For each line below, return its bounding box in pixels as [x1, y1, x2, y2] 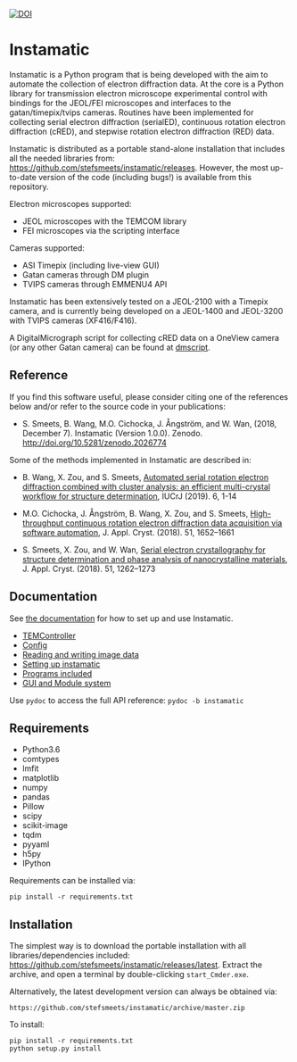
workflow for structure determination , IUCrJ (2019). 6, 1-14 [21, 491, 237, 502]
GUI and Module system [21, 677, 111, 688]
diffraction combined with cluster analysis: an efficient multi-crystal [21, 481, 270, 492]
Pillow [21, 801, 45, 812]
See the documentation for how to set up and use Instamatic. [9, 612, 234, 624]
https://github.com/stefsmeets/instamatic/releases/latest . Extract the [9, 959, 263, 970]
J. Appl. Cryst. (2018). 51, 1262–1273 [21, 563, 156, 574]
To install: [9, 1019, 45, 1030]
